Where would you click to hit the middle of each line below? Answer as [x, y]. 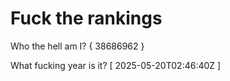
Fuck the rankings [86, 18]
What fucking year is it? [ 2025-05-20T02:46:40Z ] [116, 65]
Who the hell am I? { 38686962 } [77, 46]
